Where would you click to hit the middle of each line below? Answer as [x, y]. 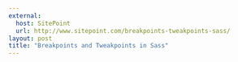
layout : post [30, 38]
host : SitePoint [43, 23]
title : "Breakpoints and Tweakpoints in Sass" [89, 46]
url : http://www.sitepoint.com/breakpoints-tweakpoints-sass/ [123, 31]
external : [25, 16]
